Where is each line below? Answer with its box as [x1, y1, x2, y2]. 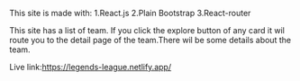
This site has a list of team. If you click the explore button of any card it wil [9, 25, 286, 35]
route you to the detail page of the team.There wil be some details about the [9, 35, 291, 45]
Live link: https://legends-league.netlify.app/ [9, 62, 172, 72]
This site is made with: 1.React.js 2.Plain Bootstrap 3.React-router [9, 8, 251, 18]
